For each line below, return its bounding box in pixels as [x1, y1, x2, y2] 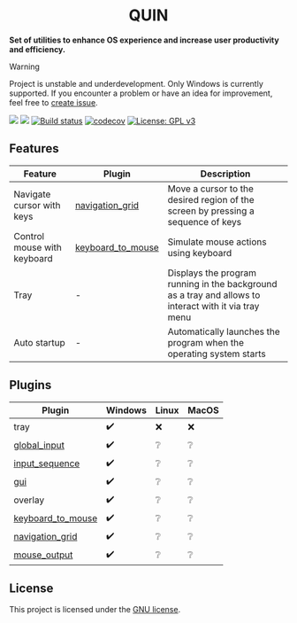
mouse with [13, 241, 62, 253]
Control [13, 230, 45, 242]
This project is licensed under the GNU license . [9, 604, 181, 615]
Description [200, 167, 251, 180]
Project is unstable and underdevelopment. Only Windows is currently [9, 78, 263, 89]
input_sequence [13, 457, 80, 470]
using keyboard [167, 246, 232, 259]
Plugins [9, 378, 52, 393]
